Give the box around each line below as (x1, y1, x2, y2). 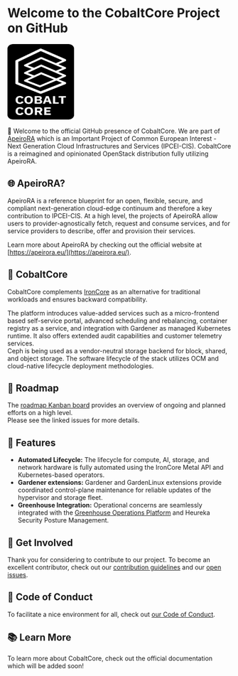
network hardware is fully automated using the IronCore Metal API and (17, 463, 224, 472)
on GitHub (7, 20, 69, 36)
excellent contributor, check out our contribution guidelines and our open (7, 563, 222, 572)
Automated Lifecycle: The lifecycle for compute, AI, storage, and (17, 456, 210, 464)
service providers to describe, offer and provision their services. (7, 226, 195, 235)
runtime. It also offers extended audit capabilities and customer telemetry (7, 331, 222, 340)
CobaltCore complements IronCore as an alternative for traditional (7, 287, 201, 296)
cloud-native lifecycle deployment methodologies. (7, 361, 154, 370)
